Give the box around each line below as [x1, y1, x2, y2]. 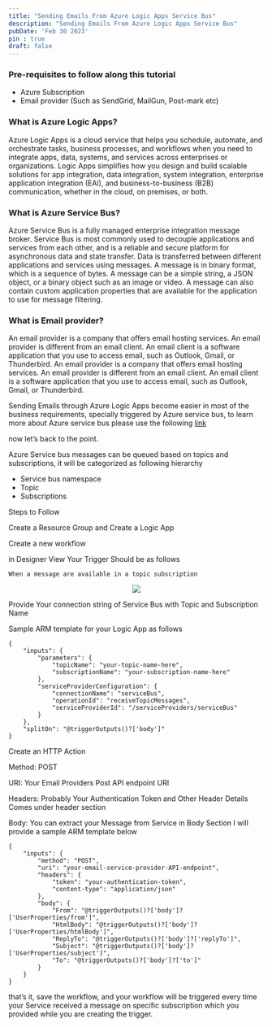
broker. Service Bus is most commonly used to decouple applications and [8, 234, 254, 244]
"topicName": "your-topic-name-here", [51, 661, 183, 669]
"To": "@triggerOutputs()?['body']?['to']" [51, 956, 201, 964]
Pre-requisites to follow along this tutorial [8, 69, 176, 81]
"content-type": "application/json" [51, 886, 176, 894]
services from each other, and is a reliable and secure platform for [8, 243, 230, 253]
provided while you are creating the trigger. [8, 1009, 153, 1019]
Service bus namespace [19, 474, 101, 484]
